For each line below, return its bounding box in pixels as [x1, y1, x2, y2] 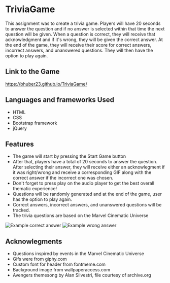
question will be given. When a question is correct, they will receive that [5, 31, 156, 37]
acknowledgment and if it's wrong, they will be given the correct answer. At [5, 37, 163, 43]
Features [5, 139, 34, 148]
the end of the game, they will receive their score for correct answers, [5, 42, 151, 48]
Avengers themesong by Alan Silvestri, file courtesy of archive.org [12, 272, 151, 278]
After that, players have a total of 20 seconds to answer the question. [12, 159, 158, 165]
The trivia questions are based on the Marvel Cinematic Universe [12, 213, 149, 219]
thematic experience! [12, 186, 57, 192]
